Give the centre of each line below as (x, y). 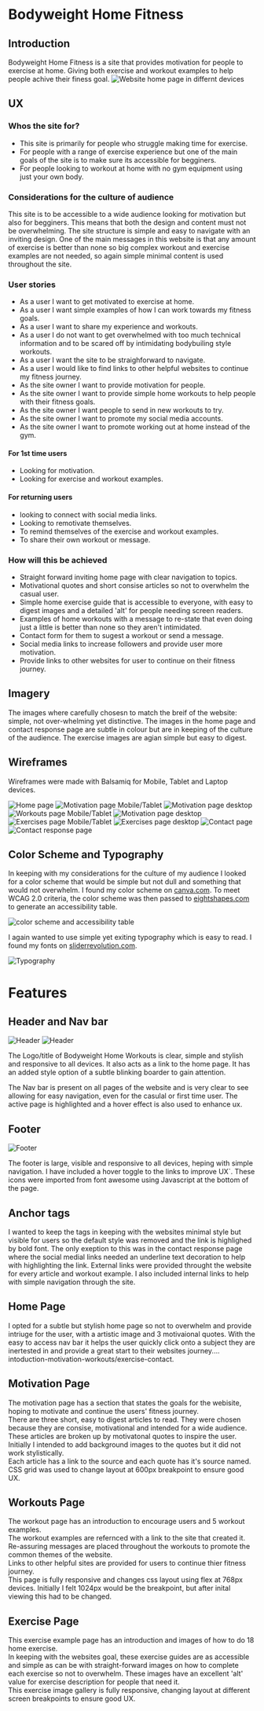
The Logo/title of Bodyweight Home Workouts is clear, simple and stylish (126, 1056)
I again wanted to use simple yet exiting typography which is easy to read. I (130, 938)
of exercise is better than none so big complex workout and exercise (119, 247)
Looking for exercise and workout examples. (91, 479)
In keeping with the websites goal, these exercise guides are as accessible (129, 1657)
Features (38, 993)
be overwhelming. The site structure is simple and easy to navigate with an (129, 230)
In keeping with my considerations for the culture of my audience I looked (127, 873)
